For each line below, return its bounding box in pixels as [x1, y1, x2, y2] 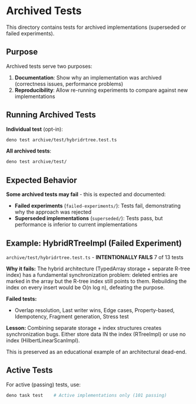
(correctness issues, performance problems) [14, 80, 124, 87]
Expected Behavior [6, 175, 78, 185]
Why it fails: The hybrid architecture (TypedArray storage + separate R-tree [6, 265, 190, 272]
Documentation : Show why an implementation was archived [14, 74, 162, 81]
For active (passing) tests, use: [6, 381, 81, 388]
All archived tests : [6, 147, 52, 154]
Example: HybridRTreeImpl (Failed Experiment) [6, 238, 182, 248]
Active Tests [6, 365, 53, 375]
